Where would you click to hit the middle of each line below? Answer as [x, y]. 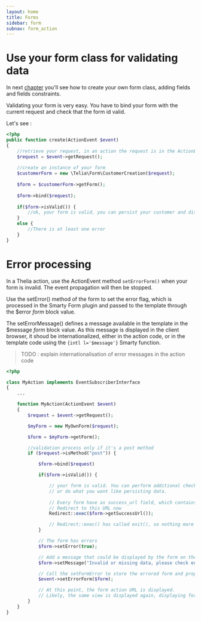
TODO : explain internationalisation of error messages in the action [103, 354]
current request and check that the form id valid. [66, 112]
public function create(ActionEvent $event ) [63, 140]
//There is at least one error [67, 229]
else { [25, 224]
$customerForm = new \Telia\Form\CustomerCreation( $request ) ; [96, 174]
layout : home [22, 12]
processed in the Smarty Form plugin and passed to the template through [97, 305]
